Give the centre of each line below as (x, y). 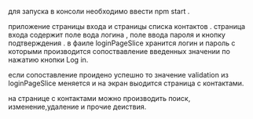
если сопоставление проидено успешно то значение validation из (119, 75)
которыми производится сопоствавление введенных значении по (119, 51)
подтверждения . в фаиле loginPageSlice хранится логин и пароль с (122, 43)
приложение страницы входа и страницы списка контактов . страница (127, 26)
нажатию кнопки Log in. (48, 59)
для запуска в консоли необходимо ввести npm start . (99, 11)
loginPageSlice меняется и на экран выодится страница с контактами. (126, 83)
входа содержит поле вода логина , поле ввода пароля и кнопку (117, 35)
